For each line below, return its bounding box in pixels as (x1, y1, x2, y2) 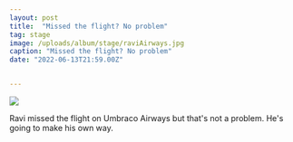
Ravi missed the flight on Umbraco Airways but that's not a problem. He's (9, 113, 284, 123)
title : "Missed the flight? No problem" (9, 22, 169, 31)
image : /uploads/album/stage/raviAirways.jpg (9, 38, 184, 48)
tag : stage (9, 30, 51, 39)
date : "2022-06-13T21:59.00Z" (9, 55, 124, 64)
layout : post (9, 13, 59, 23)
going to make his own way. (9, 123, 113, 133)
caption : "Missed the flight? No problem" (9, 47, 172, 56)
